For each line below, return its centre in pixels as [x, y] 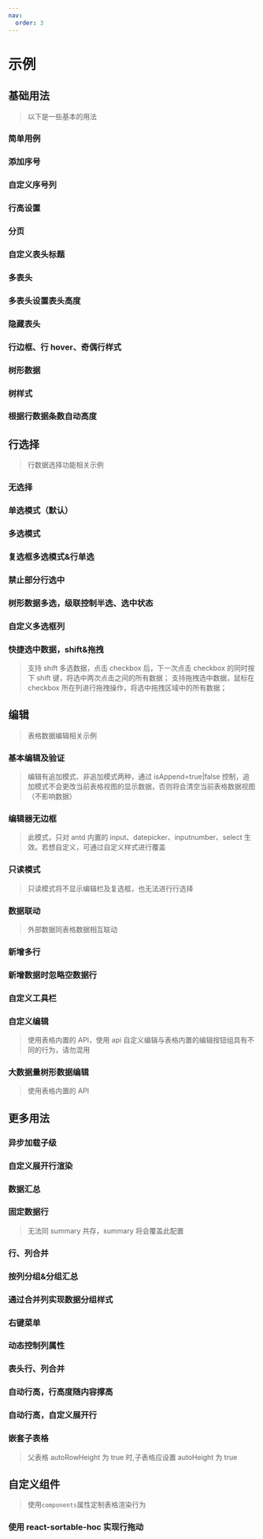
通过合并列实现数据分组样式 [61, 1299]
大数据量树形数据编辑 [48, 1073]
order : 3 [30, 23]
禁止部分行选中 [37, 579]
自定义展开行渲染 [41, 1166]
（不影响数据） [52, 796]
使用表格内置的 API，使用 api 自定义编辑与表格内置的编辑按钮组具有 [137, 1040]
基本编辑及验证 [37, 758]
